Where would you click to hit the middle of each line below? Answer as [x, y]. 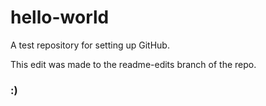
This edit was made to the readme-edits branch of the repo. [133, 64]
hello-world [60, 17]
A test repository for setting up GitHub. [90, 45]
